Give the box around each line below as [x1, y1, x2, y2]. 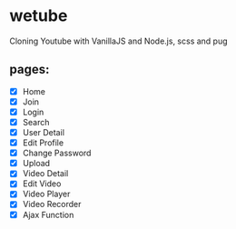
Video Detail [22, 168, 69, 179]
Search [22, 116, 50, 127]
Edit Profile [22, 137, 64, 148]
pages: [9, 62, 50, 77]
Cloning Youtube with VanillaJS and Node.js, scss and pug [9, 35, 229, 46]
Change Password [22, 147, 92, 159]
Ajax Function [22, 209, 74, 220]
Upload [22, 158, 51, 169]
